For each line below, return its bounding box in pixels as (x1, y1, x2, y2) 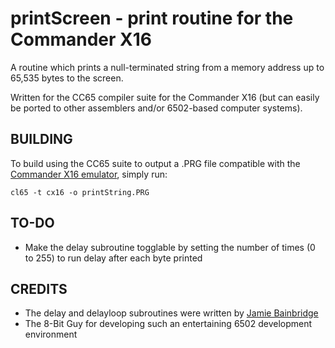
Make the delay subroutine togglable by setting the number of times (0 (24, 241, 316, 253)
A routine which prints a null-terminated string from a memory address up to (10, 61, 325, 73)
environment (24, 328, 78, 341)
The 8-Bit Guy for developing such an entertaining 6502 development (24, 318, 313, 330)
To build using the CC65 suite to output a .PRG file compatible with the (10, 157, 301, 169)
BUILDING (10, 131, 73, 148)
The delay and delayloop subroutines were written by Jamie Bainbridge (24, 307, 319, 319)
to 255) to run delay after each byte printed (24, 252, 203, 264)
